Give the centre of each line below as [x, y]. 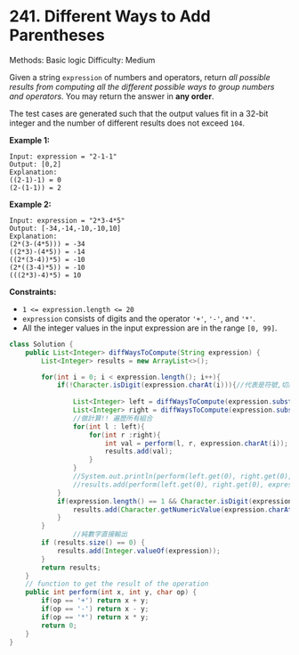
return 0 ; [59, 626]
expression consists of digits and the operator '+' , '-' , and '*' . [139, 318]
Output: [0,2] [36, 164]
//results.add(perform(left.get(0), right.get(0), [169, 484]
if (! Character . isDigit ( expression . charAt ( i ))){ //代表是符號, [169, 385]
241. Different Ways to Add [110, 16]
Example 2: [30, 204]
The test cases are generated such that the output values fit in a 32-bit [139, 113]
